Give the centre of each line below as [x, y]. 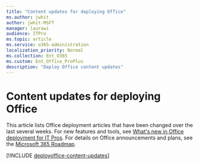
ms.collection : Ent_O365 [37, 56]
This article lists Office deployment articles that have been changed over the [99, 125]
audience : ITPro [26, 34]
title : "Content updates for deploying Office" [66, 12]
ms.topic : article [29, 39]
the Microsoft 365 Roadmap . [41, 144]
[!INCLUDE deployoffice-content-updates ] [58, 156]
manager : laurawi [28, 28]
